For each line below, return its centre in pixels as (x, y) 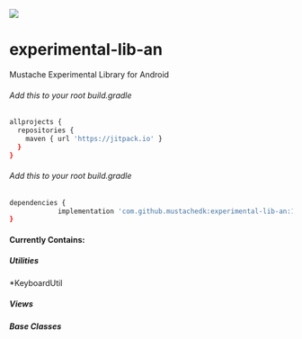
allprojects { (36, 122)
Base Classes (36, 326)
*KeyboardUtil (36, 282)
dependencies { (38, 202)
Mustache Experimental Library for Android (89, 74)
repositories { (46, 130)
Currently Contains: (47, 239)
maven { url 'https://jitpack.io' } (94, 138)
